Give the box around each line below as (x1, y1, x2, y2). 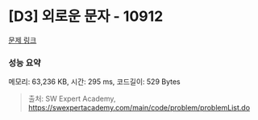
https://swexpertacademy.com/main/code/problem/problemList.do (27, 103, 251, 113)
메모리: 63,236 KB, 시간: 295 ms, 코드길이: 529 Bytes (8, 77, 181, 86)
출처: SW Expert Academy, (27, 94, 116, 104)
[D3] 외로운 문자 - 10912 (8, 7, 164, 26)
